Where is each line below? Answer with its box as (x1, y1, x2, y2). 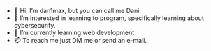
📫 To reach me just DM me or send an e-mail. (13, 37, 147, 44)
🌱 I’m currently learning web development (13, 28, 135, 37)
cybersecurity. (13, 21, 56, 29)
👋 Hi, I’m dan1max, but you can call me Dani (13, 7, 140, 14)
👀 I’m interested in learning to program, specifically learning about (13, 14, 204, 22)
